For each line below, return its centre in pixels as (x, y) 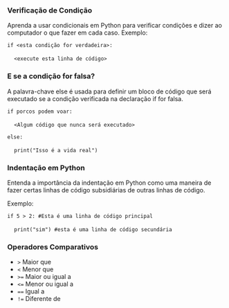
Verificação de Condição (49, 10)
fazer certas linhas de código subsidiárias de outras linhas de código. (106, 190)
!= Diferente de (39, 299)
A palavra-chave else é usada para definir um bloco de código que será (109, 91)
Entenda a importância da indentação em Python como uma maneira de (109, 183)
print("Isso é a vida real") (56, 150)
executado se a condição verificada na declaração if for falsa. (95, 98)
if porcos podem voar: (40, 111)
